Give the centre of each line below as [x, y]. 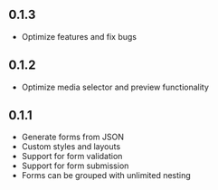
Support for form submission [75, 166]
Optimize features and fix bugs [79, 36]
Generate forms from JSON [72, 137]
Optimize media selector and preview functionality [115, 87]
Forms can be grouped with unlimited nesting [106, 176]
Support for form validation [72, 157]
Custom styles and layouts [71, 147]
